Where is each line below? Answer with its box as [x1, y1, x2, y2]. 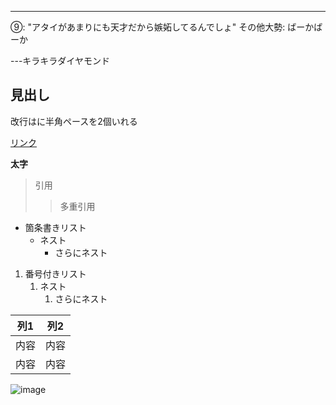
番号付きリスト [24, 267, 87, 280]
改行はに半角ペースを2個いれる [10, 115, 138, 127]
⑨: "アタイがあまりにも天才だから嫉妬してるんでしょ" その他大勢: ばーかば [10, 21, 323, 33]
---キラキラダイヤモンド [10, 55, 110, 66]
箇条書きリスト [24, 221, 87, 233]
